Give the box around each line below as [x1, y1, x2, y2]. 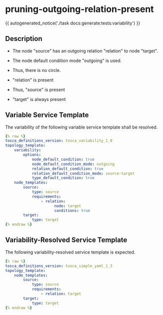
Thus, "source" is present [12, 86, 65, 92]
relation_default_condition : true [31, 166, 104, 171]
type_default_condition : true [31, 175, 95, 180]
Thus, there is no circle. [12, 67, 61, 73]
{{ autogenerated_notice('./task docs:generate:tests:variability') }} [5, 20, 141, 26]
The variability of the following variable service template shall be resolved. [5, 124, 158, 130]
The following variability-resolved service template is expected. [5, 249, 136, 255]
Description [5, 34, 42, 43]
